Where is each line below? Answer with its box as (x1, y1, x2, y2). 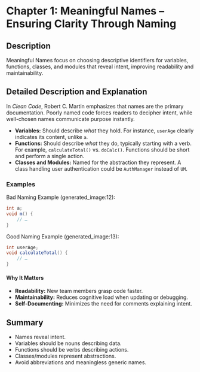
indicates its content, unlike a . (14, 133, 88, 140)
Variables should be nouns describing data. (14, 340, 122, 347)
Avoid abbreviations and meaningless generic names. (14, 359, 147, 366)
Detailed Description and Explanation (6, 87, 147, 97)
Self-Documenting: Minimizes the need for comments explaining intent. (14, 300, 192, 307)
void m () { (6, 211, 33, 217)
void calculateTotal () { (6, 250, 68, 256)
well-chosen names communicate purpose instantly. (6, 115, 136, 122)
